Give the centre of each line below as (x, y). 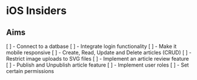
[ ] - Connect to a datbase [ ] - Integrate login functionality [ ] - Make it (91, 46)
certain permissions (30, 71)
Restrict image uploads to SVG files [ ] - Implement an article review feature (98, 59)
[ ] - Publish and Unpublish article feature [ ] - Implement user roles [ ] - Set (98, 65)
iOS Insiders (36, 11)
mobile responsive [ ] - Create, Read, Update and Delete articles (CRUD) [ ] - (99, 53)
